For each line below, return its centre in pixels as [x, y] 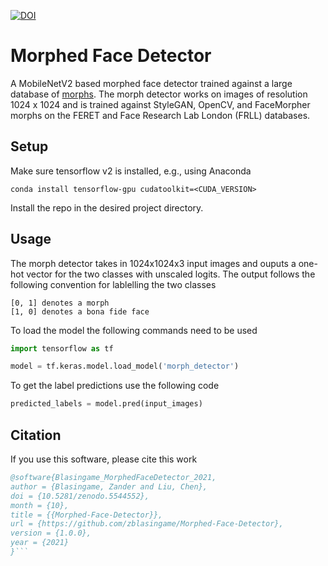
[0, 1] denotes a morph [60, 303]
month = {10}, [40, 505]
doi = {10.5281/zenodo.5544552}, [80, 496]
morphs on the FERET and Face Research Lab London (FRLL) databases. [160, 115]
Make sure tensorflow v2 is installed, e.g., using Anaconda [131, 171]
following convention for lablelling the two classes [113, 284]
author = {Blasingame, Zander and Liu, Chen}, [109, 486]
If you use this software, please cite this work [104, 459]
